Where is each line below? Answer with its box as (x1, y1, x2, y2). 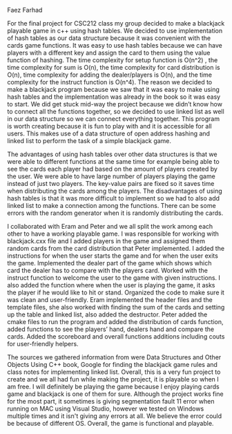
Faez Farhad (7, 6, 43, 14)
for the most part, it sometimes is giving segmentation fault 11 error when (7, 397, 215, 405)
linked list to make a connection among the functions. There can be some (7, 202, 216, 209)
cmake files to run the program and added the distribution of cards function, (7, 318, 224, 325)
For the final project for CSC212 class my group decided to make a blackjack (7, 19, 225, 27)
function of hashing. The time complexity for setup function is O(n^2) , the (7, 56, 218, 64)
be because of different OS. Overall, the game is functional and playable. (7, 419, 214, 427)
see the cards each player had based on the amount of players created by (7, 165, 217, 173)
